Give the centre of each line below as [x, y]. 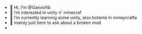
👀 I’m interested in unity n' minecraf [46, 12]
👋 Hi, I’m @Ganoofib [30, 7]
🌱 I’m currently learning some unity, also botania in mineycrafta [73, 17]
